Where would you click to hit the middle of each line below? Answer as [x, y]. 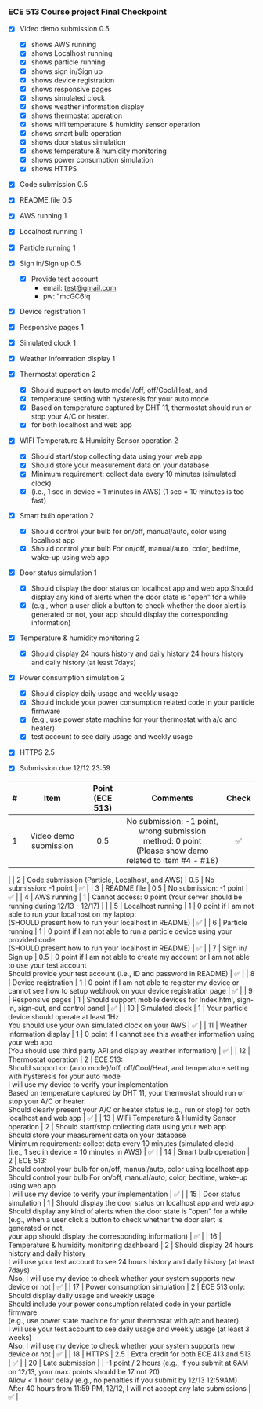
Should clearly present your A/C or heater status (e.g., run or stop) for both [129, 1109]
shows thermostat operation [77, 115]
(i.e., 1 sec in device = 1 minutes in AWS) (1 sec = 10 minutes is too [138, 491]
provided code [32, 939]
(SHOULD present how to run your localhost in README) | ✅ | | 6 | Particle [128, 922]
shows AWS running [64, 45]
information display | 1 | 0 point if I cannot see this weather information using [131, 1034]
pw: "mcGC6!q [67, 296]
